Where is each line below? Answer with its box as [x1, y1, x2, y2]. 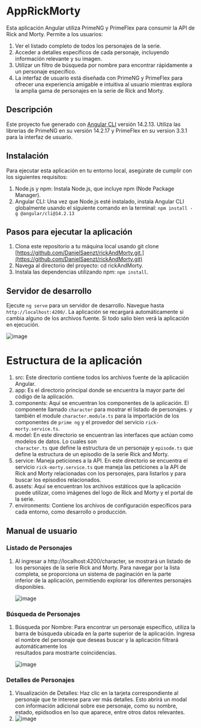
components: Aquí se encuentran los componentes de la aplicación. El [14, 400, 189, 407]
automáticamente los [14, 643, 67, 650]
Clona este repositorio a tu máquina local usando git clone [14, 243, 159, 250]
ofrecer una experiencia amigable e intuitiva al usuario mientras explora [14, 80, 192, 88]
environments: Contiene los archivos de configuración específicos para [14, 502, 192, 509]
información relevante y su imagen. [14, 55, 103, 62]
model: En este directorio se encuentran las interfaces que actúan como [14, 431, 194, 439]
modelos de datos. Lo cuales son [14, 438, 97, 445]
